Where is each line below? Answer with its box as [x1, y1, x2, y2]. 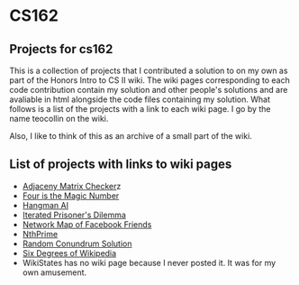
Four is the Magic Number [22, 190, 120, 201]
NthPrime [22, 228, 59, 239]
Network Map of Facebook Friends [22, 218, 152, 230]
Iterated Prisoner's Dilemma [22, 209, 126, 220]
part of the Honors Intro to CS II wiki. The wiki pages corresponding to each [9, 75, 290, 86]
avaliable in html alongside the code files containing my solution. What [9, 94, 270, 105]
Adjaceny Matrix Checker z [22, 180, 122, 191]
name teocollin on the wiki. [9, 114, 109, 124]
